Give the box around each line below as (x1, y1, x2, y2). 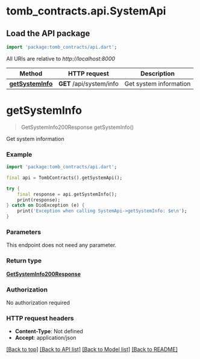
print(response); (17, 197, 61, 203)
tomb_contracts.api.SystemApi (6, 4, 166, 18)
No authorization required (6, 299, 70, 306)
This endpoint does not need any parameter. (6, 242, 116, 249)
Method (19, 69, 43, 78)
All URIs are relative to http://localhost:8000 (6, 55, 116, 62)
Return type (6, 257, 42, 265)
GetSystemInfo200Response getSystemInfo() (20, 123, 134, 131)
